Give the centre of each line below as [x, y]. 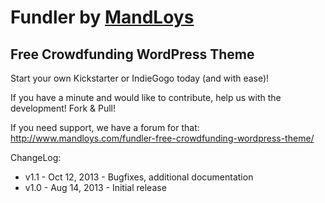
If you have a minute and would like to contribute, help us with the [146, 97]
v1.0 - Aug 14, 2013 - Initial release [95, 187]
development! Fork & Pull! [63, 108]
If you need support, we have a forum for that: [105, 127]
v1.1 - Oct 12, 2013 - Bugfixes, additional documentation [139, 177]
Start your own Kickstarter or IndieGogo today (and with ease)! [140, 78]
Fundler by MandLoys [102, 17]
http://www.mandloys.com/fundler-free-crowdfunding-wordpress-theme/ [162, 138]
